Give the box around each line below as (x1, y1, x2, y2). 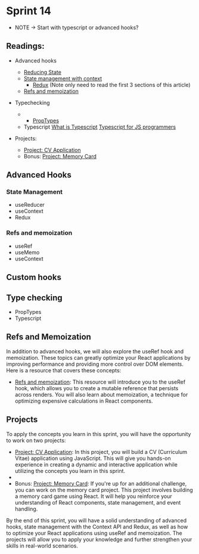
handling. (14, 505, 38, 512)
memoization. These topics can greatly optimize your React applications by (6, 354, 191, 361)
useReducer (14, 201, 45, 208)
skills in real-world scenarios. (6, 542, 79, 549)
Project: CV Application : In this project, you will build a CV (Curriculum (14, 448, 188, 455)
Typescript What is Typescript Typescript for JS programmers (23, 123, 176, 130)
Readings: (6, 41, 45, 51)
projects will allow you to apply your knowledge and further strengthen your (6, 536, 192, 543)
